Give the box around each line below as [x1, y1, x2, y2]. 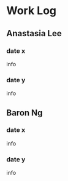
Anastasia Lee [6, 28, 62, 39]
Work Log [6, 4, 57, 18]
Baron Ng [6, 107, 43, 118]
